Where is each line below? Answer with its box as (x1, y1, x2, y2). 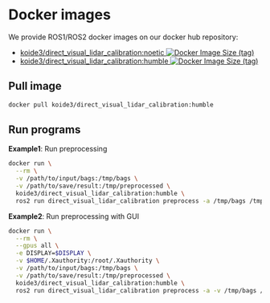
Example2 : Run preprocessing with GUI (8, 211, 139, 221)
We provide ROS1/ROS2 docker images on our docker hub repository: (8, 32, 239, 42)
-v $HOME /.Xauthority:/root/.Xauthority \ (15, 257, 160, 265)
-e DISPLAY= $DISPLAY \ (15, 249, 92, 257)
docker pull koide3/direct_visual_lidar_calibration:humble (8, 100, 215, 109)
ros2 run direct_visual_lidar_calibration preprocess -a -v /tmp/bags (15, 286, 257, 294)
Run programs (8, 123, 81, 137)
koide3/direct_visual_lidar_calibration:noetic (19, 47, 165, 57)
